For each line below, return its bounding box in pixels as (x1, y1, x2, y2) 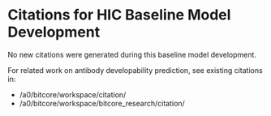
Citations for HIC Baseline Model (7, 6, 231, 24)
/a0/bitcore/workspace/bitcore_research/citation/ (19, 98, 186, 108)
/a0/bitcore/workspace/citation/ (19, 89, 127, 99)
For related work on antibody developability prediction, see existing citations (7, 65, 263, 75)
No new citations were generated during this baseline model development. (7, 49, 257, 59)
